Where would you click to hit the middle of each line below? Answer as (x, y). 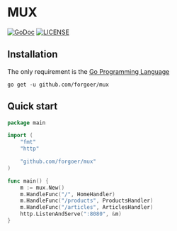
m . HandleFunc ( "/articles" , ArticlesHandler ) (87, 208)
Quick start (33, 106)
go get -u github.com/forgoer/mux (58, 85)
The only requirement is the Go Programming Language (88, 71)
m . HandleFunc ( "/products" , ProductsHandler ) (87, 201)
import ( (20, 136)
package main (27, 123)
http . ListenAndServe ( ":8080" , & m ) (71, 214)
